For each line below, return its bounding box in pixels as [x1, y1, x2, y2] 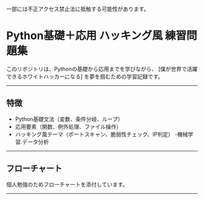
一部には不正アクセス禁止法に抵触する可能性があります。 [6, 5, 149, 12]
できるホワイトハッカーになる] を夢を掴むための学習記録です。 [6, 72, 164, 80]
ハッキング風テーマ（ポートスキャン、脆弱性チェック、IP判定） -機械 [15, 130, 188, 138]
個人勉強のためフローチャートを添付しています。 [6, 181, 129, 188]
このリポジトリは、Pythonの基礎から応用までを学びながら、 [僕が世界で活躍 [6, 65, 198, 72]
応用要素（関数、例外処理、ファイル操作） [15, 123, 122, 130]
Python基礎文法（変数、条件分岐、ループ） [15, 115, 123, 123]
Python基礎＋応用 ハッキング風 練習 [6, 29, 187, 43]
